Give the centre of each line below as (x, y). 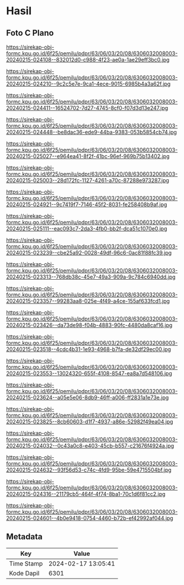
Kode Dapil (24, 573)
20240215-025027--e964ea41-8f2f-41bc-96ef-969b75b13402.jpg (88, 156)
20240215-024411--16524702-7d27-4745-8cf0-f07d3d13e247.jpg (87, 108)
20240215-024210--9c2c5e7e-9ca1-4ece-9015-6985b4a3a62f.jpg (88, 84)
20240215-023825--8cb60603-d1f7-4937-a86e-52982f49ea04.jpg (90, 422)
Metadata (24, 537)
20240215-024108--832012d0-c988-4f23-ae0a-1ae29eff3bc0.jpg (88, 60)
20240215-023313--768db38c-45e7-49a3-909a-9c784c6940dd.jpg (91, 277)
